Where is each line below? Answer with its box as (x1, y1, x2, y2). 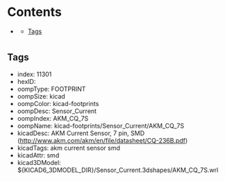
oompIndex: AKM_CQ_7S (17, 114, 89, 122)
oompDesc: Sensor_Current (17, 107, 97, 115)
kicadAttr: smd (17, 150, 60, 160)
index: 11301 (17, 70, 52, 78)
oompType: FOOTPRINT (17, 85, 86, 93)
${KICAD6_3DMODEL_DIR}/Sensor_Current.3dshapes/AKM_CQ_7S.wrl (17, 166, 219, 174)
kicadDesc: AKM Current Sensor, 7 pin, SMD (17, 129, 145, 137)
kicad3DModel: (17, 158, 61, 166)
